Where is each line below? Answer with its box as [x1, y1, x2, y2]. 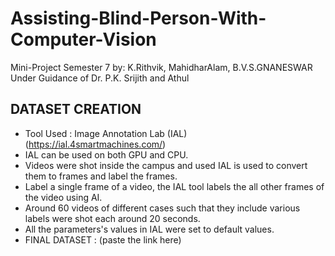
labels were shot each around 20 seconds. [24, 212, 201, 224]
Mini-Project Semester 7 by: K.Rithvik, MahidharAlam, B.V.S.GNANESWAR [10, 61, 313, 73]
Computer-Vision [10, 28, 157, 51]
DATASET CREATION [10, 101, 142, 118]
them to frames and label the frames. [24, 170, 178, 182]
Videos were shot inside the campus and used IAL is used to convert [24, 159, 308, 171]
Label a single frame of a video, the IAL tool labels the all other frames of [24, 180, 325, 192]
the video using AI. [24, 191, 103, 203]
